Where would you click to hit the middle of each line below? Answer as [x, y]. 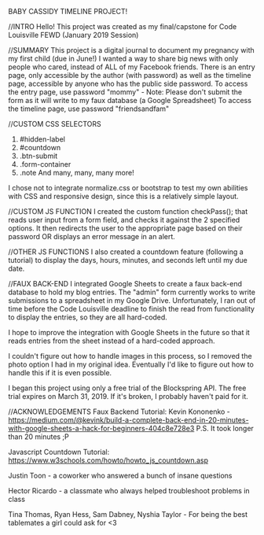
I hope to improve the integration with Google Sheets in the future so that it [129, 332]
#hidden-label [42, 139]
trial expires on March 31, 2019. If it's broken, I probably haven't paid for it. [128, 396]
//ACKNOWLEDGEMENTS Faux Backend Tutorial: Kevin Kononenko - [119, 411]
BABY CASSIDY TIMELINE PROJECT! [68, 11]
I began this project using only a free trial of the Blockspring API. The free [127, 388]
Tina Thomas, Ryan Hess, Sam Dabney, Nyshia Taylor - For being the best [128, 514]
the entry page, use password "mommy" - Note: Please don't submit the [125, 92]
